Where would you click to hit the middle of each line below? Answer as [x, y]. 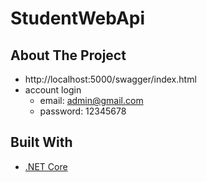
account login [53, 90]
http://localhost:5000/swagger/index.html [110, 79]
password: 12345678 [83, 111]
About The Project [68, 55]
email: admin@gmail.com [91, 100]
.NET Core [46, 166]
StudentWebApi [78, 18]
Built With [41, 142]
